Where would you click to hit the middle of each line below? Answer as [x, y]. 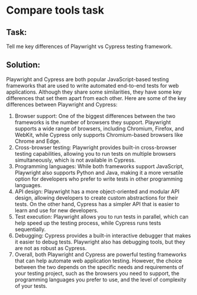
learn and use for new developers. [56, 210]
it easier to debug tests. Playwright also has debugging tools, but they [100, 242]
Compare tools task [55, 10]
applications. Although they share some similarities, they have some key [94, 92]
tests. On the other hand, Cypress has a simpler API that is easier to [97, 204]
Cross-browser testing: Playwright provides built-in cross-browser [96, 147]
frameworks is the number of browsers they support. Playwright [93, 122]
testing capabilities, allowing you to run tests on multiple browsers [95, 153]
